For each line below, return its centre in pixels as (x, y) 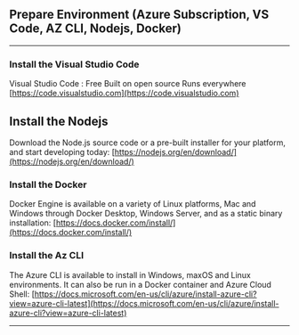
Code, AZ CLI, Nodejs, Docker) (96, 29)
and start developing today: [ (62, 151)
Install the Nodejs (59, 121)
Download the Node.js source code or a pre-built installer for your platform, (148, 143)
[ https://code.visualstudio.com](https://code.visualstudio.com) (124, 94)
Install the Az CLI (47, 256)
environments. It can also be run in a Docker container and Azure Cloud (140, 284)
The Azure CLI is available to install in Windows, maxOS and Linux (130, 274)
